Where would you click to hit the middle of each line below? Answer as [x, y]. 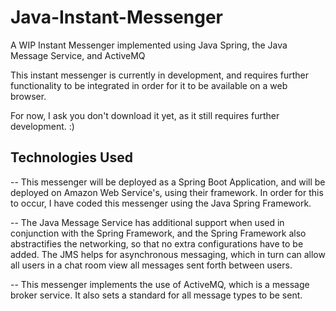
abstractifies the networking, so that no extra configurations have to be [157, 243]
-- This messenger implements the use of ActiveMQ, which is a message [160, 284]
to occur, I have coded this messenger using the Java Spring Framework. [161, 203]
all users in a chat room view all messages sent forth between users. [151, 265]
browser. [28, 96]
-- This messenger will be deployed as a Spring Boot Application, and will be [168, 182]
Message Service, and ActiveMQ [78, 55]
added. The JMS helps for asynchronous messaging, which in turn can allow [168, 254]
